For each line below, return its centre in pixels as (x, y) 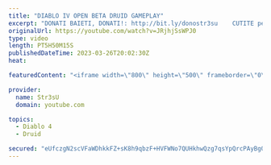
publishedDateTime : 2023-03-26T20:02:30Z (79, 53)
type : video (28, 38)
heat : (17, 61)
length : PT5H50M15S (41, 46)
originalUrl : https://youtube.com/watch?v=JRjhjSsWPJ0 (102, 31)
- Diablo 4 (34, 127)
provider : (25, 89)
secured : (23, 149)
